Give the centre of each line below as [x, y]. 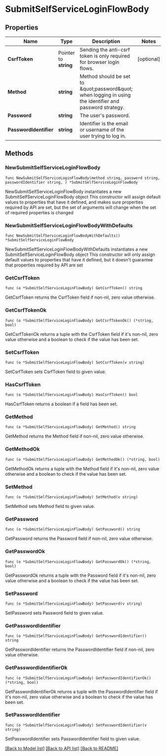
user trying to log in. [103, 136]
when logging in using [105, 95]
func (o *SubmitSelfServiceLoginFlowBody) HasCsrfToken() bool [72, 395]
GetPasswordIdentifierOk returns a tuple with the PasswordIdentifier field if [82, 692]
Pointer [66, 53]
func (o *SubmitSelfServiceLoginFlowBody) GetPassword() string [73, 529]
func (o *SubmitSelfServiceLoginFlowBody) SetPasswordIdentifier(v [76, 725]
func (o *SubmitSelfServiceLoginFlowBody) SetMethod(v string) [72, 497]
